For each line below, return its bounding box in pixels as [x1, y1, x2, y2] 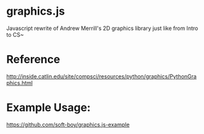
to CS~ [6, 31, 25, 38]
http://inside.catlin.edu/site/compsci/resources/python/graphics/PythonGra [6, 72, 197, 80]
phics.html [6, 79, 33, 86]
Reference [6, 53, 60, 67]
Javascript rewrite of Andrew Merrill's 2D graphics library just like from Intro [6, 24, 198, 32]
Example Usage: [6, 101, 91, 114]
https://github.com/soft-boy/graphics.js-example [6, 121, 130, 128]
